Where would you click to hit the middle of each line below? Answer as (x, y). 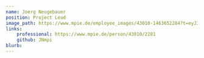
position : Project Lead (36, 18)
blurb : (14, 46)
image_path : (21, 23)
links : (14, 29)
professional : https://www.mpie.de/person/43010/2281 (86, 34)
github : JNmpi (34, 40)
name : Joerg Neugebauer (36, 12)
